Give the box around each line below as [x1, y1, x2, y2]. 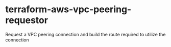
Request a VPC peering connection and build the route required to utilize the [5, 31, 166, 37]
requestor [5, 14, 48, 26]
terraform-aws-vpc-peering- [5, 4, 132, 15]
